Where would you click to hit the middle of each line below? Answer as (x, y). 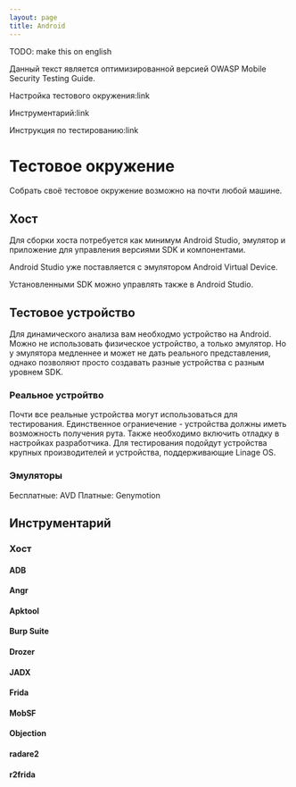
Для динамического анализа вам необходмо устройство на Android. (140, 334)
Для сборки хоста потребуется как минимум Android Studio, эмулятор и (148, 240)
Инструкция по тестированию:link (74, 130)
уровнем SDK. (37, 373)
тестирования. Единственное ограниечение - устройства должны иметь (148, 424)
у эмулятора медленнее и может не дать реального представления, (140, 353)
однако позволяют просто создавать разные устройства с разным (137, 363)
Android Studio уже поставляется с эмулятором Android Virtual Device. (144, 267)
